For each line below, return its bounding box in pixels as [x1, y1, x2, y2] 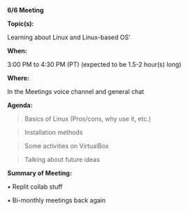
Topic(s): [7, 20, 34, 27]
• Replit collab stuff [7, 182, 63, 191]
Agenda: [7, 101, 33, 109]
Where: [7, 74, 29, 82]
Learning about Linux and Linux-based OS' [7, 33, 131, 41]
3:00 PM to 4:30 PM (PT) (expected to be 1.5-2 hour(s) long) [7, 60, 182, 69]
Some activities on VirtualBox [24, 142, 110, 150]
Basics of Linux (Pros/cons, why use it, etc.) [24, 115, 152, 123]
